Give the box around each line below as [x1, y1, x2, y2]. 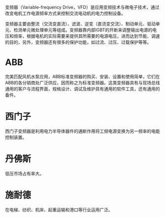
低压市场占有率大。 [5, 170, 44, 176]
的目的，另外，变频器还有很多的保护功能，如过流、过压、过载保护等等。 [5, 39, 151, 45]
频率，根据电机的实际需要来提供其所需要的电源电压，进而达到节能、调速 [13, 33, 160, 39]
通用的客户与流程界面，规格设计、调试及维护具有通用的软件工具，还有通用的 [5, 85, 160, 92]
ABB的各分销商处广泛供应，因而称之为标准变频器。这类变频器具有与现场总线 [5, 80, 160, 85]
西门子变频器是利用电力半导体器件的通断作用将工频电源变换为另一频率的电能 [5, 128, 160, 134]
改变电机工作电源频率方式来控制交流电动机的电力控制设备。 [5, 10, 126, 16]
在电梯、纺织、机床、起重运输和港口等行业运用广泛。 [5, 207, 113, 213]
